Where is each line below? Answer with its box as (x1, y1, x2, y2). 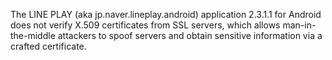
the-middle (10, 30, 56, 41)
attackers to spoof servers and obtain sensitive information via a (57, 30, 323, 41)
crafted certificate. (10, 40, 87, 52)
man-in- (282, 19, 317, 31)
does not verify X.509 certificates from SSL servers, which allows (10, 19, 281, 31)
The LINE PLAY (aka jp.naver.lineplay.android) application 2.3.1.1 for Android (10, 9, 322, 20)
